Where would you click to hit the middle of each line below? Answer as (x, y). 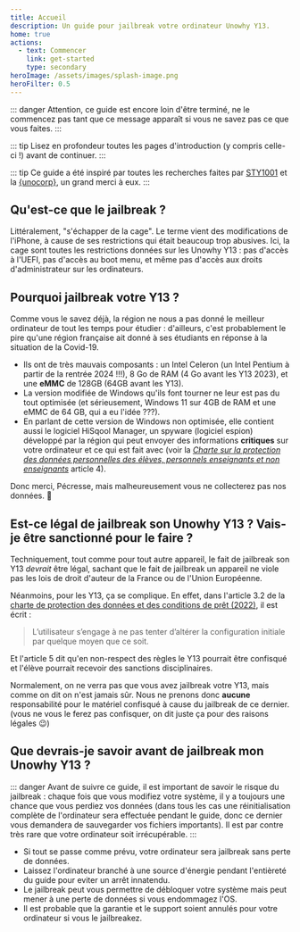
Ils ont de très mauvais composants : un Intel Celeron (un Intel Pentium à (156, 365)
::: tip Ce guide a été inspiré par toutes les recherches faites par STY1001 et (149, 172)
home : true (30, 34)
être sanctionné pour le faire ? (108, 538)
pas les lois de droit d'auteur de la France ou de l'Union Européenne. (136, 578)
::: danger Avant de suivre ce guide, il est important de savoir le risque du (145, 786)
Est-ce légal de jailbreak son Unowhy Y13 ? (132, 524)
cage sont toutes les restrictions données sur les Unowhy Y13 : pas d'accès (150, 250)
